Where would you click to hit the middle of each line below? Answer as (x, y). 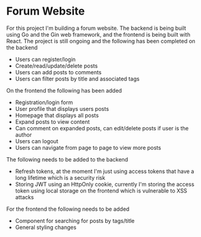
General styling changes (46, 227)
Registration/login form (44, 102)
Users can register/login (45, 59)
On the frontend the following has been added (64, 90)
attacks (24, 197)
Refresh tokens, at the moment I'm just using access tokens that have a (104, 171)
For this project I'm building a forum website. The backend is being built (96, 28)
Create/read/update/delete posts (56, 66)
